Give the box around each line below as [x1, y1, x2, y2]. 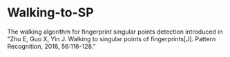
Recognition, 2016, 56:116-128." [7, 42, 96, 50]
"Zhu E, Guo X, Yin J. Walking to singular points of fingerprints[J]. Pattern [7, 34, 216, 43]
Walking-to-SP [7, 5, 95, 21]
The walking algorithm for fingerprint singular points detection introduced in [7, 27, 223, 36]
